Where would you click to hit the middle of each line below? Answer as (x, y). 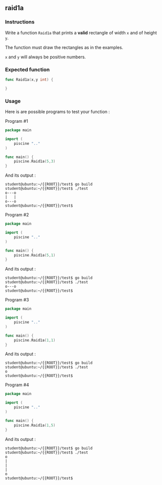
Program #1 (17, 121)
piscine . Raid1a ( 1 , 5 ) (35, 425)
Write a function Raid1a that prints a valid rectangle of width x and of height (81, 33)
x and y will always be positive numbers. (46, 57)
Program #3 (17, 300)
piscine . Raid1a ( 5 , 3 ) (35, 162)
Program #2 (17, 215)
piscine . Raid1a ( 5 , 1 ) (35, 255)
